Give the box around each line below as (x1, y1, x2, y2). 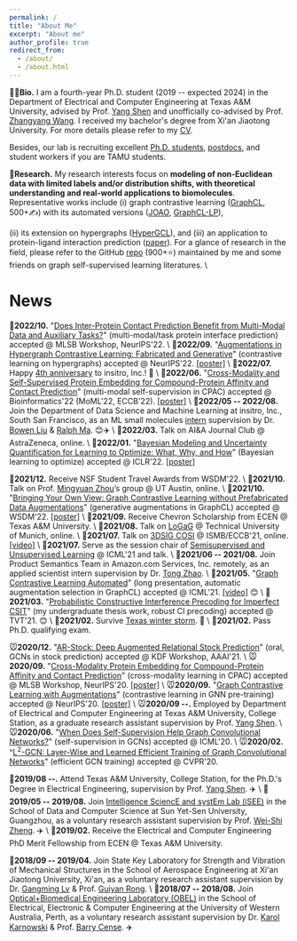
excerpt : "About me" (9, 29, 86, 38)
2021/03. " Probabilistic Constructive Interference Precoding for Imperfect (9, 596, 280, 607)
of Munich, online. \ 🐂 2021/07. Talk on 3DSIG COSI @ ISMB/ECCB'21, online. (9, 530, 289, 540)
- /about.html (17, 63, 69, 72)
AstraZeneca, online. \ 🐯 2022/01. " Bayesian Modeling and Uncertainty (9, 437, 268, 448)
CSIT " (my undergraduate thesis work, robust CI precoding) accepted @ (9, 605, 273, 616)
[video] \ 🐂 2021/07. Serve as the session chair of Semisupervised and (9, 539, 266, 550)
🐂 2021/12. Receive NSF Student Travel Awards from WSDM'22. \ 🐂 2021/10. (9, 473, 285, 484)
